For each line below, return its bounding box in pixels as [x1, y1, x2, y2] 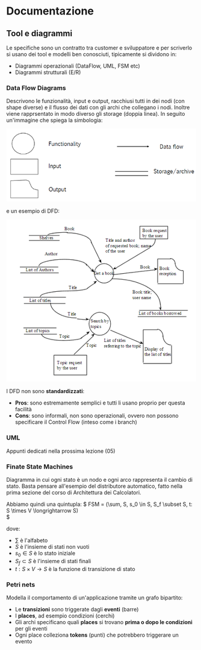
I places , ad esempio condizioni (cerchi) [14, 612, 115, 619]
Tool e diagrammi [6, 28, 73, 39]
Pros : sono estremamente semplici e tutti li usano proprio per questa [14, 399, 185, 406]
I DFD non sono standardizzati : [6, 388, 85, 395]
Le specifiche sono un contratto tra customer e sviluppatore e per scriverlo [6, 44, 193, 51]
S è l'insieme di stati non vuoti [14, 543, 90, 550]
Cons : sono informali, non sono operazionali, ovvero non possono [14, 412, 179, 420]
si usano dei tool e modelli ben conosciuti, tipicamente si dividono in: [6, 51, 177, 58]
